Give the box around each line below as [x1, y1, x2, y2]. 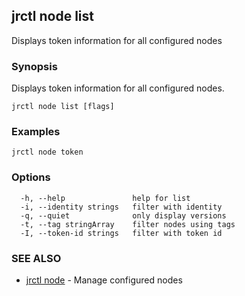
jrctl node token [11, 147, 84, 158]
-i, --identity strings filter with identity [20, 202, 223, 212]
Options [11, 170, 51, 184]
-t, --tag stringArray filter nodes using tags [20, 219, 236, 229]
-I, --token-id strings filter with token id [20, 228, 223, 238]
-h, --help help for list [20, 193, 191, 203]
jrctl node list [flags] [11, 102, 115, 112]
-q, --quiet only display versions [20, 210, 227, 221]
